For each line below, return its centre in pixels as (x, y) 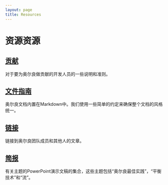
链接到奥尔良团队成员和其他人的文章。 (44, 141)
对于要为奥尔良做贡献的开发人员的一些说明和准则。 (58, 74)
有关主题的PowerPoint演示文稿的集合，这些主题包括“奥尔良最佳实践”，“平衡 (83, 171)
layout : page (19, 10)
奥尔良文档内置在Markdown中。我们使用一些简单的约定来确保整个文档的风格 (84, 104)
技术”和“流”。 (19, 177)
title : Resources (23, 15)
